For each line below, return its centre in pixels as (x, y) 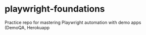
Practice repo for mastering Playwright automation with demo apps (73, 22)
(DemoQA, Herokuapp (27, 27)
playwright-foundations (55, 9)
